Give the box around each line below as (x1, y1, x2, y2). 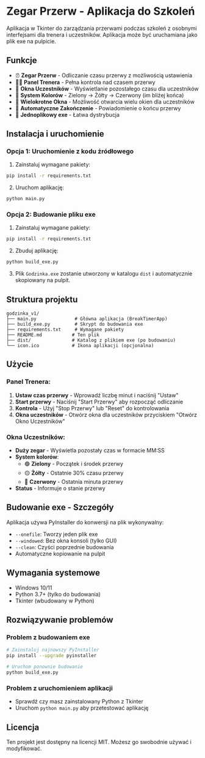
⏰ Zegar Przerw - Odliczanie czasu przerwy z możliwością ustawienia (15, 72, 193, 79)
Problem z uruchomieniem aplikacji (6, 684, 113, 692)
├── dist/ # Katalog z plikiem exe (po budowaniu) (6, 337, 176, 343)
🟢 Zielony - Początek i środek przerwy (24, 460, 124, 468)
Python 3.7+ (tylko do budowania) (15, 590, 101, 598)
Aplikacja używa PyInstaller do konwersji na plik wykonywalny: (6, 519, 164, 526)
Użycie (6, 359, 34, 370)
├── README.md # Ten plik (6, 332, 99, 338)
